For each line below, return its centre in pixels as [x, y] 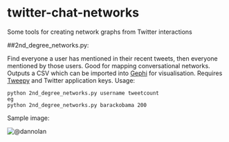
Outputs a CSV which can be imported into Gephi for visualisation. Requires [115, 73]
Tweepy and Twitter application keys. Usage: [71, 80]
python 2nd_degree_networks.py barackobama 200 [77, 105]
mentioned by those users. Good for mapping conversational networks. [109, 65]
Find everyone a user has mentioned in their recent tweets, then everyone [112, 58]
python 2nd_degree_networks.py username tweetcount [83, 93]
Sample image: [28, 118]
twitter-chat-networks [73, 13]
